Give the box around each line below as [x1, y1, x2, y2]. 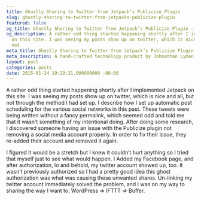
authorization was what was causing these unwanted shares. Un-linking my [6, 174, 193, 181]
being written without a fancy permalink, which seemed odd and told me [6, 112, 185, 119]
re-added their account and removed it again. [6, 137, 118, 144]
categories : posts [6, 64, 52, 71]
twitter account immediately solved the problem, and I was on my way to [6, 181, 185, 188]
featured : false [6, 20, 47, 26]
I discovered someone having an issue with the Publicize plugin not [6, 125, 172, 132]
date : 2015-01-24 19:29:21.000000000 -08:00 [6, 70, 119, 76]
